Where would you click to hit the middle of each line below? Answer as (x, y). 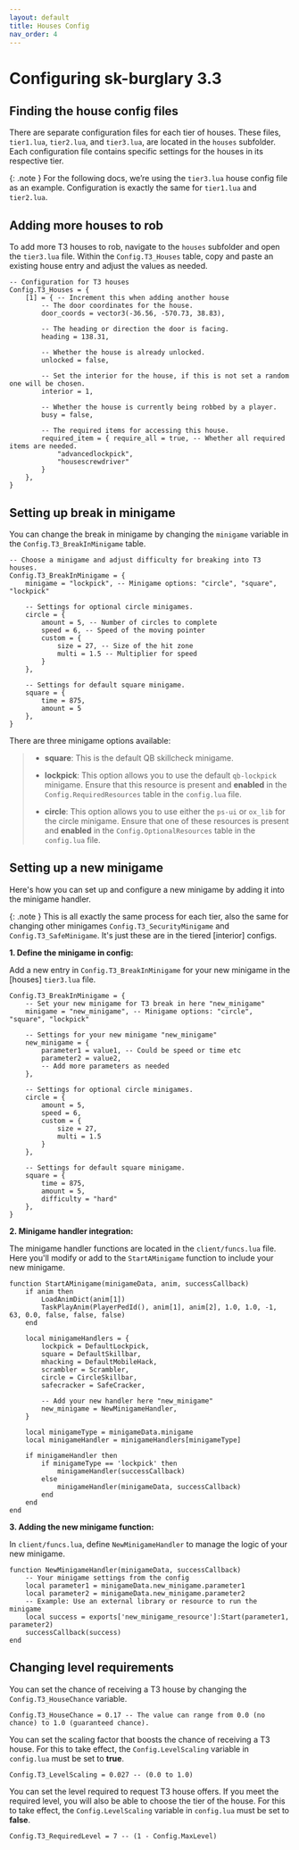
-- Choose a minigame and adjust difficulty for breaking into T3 (135, 560)
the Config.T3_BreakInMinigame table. (78, 544)
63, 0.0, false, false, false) (67, 1315)
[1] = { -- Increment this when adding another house (127, 298)
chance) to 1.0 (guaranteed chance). (79, 1723)
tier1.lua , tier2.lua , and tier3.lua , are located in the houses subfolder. (143, 142)
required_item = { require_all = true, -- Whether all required (163, 438)
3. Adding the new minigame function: (82, 1527)
